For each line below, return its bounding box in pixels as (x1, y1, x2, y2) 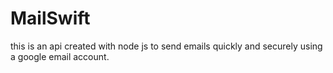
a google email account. (10, 50, 110, 62)
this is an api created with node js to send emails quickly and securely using (10, 40, 323, 52)
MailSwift (10, 7, 91, 30)
